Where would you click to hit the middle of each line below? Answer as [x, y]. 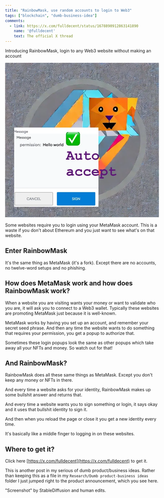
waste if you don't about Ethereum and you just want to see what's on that [80, 230]
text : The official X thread [43, 36]
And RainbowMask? [36, 363]
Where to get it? [30, 449]
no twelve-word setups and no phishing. [46, 268]
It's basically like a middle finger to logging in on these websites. [70, 434]
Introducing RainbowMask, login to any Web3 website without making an [78, 51]
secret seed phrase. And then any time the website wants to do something [80, 328]
